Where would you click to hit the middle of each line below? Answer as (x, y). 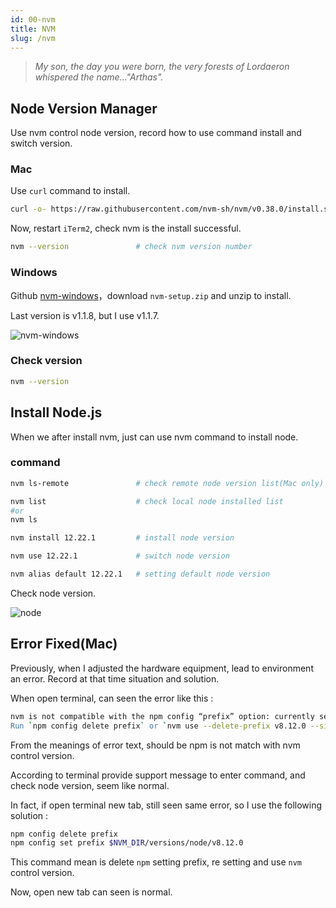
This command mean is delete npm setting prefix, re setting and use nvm (156, 862)
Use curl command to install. (70, 191)
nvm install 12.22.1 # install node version (122, 538)
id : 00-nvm (33, 19)
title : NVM (33, 29)
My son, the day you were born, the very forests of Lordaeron (162, 67)
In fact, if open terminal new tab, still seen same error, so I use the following (166, 805)
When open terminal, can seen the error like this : (112, 698)
